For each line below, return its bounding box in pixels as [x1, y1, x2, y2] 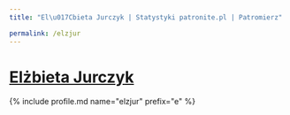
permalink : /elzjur [9, 28, 81, 38]
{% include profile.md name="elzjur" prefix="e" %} [9, 96, 196, 107]
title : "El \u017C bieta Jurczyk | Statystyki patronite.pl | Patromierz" [9, 12, 283, 22]
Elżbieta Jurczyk [9, 67, 134, 87]
